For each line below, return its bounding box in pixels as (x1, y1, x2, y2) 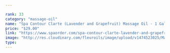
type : (5, 40, 17, 45)
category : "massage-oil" (5, 16, 58, 22)
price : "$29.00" (5, 26, 39, 31)
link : (5, 31, 17, 36)
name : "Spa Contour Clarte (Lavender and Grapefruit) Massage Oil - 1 (5, 21, 157, 26)
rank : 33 (5, 12, 24, 17)
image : (5, 35, 19, 40)
